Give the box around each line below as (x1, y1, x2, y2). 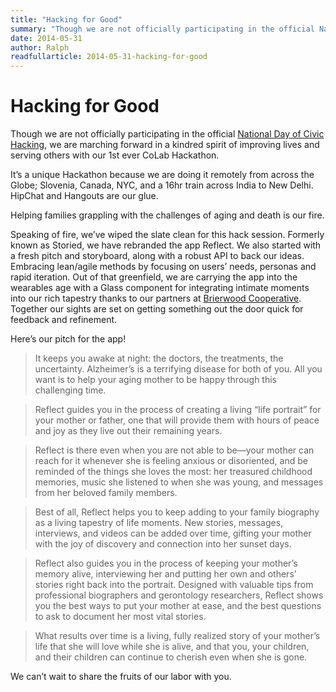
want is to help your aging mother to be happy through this (34, 374, 278, 386)
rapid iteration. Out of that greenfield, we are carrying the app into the (10, 271, 298, 283)
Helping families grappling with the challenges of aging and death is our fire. (10, 209, 325, 221)
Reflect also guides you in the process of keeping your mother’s (34, 557, 298, 570)
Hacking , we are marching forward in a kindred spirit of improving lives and (10, 139, 320, 151)
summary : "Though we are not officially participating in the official (10, 24, 315, 34)
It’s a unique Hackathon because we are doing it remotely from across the (10, 169, 315, 181)
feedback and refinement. (10, 314, 118, 326)
